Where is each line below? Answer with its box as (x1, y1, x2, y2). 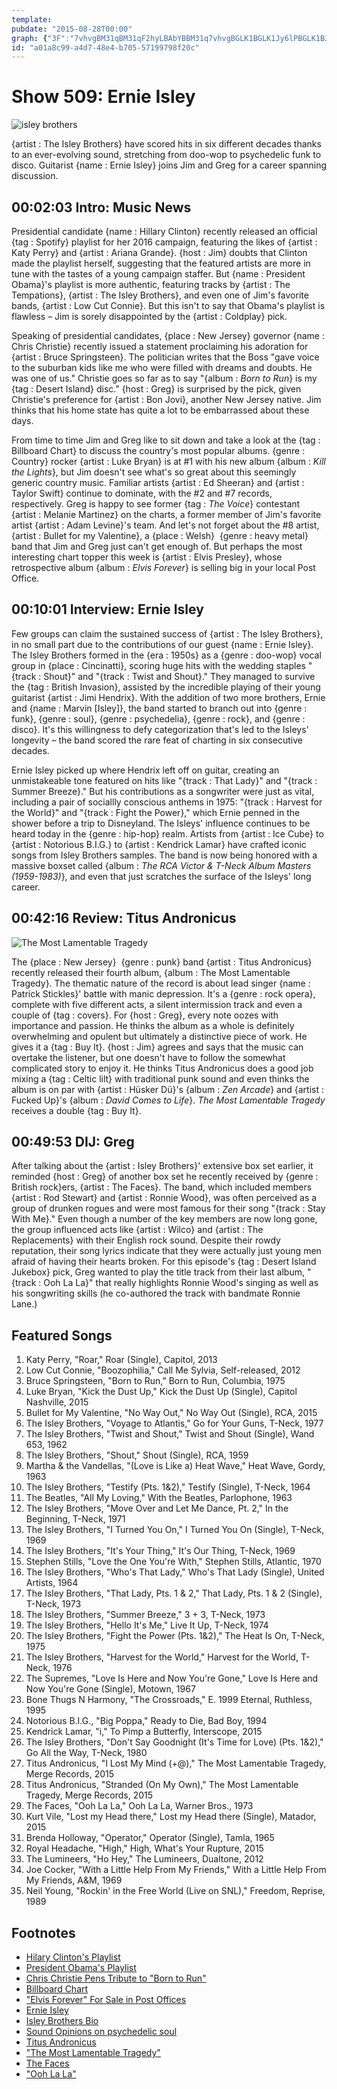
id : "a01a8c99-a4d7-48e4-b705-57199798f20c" (11, 42, 200, 53)
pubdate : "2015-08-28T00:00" (11, 24, 133, 34)
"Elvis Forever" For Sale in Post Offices (25, 1994, 187, 2006)
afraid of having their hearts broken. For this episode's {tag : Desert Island (11, 1256, 317, 1268)
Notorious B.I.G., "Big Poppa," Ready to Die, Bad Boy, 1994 (25, 1715, 268, 1727)
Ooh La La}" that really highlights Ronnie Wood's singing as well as (43, 1277, 319, 1289)
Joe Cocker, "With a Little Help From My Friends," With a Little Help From (25, 1864, 327, 1876)
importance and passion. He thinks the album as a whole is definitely (11, 1019, 295, 1031)
